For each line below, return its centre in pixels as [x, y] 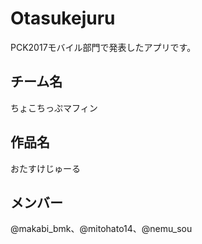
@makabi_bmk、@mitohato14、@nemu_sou [101, 229]
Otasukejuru [63, 18]
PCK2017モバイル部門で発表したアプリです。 [103, 47]
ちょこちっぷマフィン [54, 108]
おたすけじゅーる [45, 168]
